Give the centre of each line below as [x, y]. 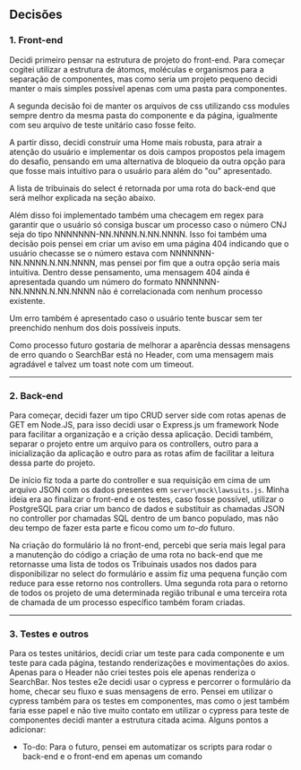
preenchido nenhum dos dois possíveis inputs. [95, 327]
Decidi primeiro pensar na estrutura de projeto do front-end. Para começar [147, 60]
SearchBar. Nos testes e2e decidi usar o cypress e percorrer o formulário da [150, 682]
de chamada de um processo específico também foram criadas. [128, 602]
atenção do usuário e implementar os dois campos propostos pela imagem [147, 151]
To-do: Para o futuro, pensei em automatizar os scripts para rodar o [147, 747]
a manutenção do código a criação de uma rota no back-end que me [136, 554]
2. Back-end [36, 395]
